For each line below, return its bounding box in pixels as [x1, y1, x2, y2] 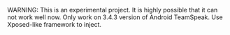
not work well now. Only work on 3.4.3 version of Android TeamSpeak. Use [7, 13, 223, 21]
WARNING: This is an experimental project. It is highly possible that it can [7, 6, 218, 14]
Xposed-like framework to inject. [7, 21, 102, 28]
